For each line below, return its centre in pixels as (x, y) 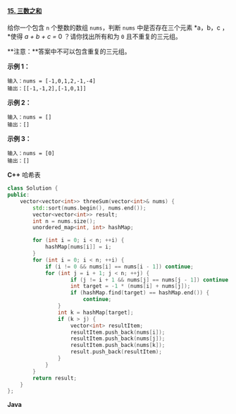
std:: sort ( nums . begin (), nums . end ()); (89, 208)
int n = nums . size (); (64, 221)
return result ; (55, 378)
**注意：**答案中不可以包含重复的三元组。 (69, 51)
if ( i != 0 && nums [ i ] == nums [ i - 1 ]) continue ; (119, 267)
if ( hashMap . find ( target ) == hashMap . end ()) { (140, 293)
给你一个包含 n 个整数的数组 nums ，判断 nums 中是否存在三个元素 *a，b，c (114, 28)
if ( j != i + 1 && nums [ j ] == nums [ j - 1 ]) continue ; (151, 280)
